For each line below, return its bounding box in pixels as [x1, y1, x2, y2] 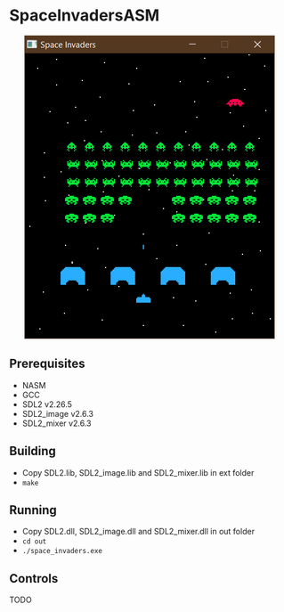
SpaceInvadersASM [9, 5, 160, 26]
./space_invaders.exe [21, 547, 102, 556]
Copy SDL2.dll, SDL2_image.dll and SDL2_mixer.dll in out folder [21, 526, 256, 537]
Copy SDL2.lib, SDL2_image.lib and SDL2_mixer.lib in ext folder [21, 467, 255, 477]
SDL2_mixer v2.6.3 [21, 418, 92, 428]
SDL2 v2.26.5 [21, 398, 73, 410]
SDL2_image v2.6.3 [21, 408, 93, 419]
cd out [21, 537, 47, 546]
